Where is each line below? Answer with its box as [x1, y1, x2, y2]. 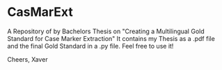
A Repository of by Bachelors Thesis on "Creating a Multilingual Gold [7, 27, 205, 35]
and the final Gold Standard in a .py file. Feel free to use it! [7, 42, 174, 50]
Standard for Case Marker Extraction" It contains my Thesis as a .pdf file [7, 34, 216, 42]
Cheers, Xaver [7, 55, 48, 63]
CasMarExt [7, 4, 73, 20]
